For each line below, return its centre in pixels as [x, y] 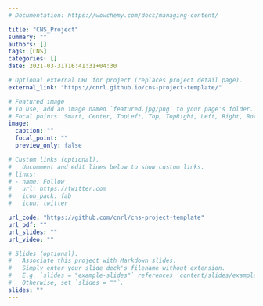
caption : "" [35, 131]
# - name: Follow [36, 181]
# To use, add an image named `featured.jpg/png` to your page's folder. [131, 109]
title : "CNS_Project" [43, 29]
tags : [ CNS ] [27, 52]
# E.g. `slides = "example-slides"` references [91, 275]
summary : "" [27, 37]
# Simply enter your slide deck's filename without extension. [117, 268]
